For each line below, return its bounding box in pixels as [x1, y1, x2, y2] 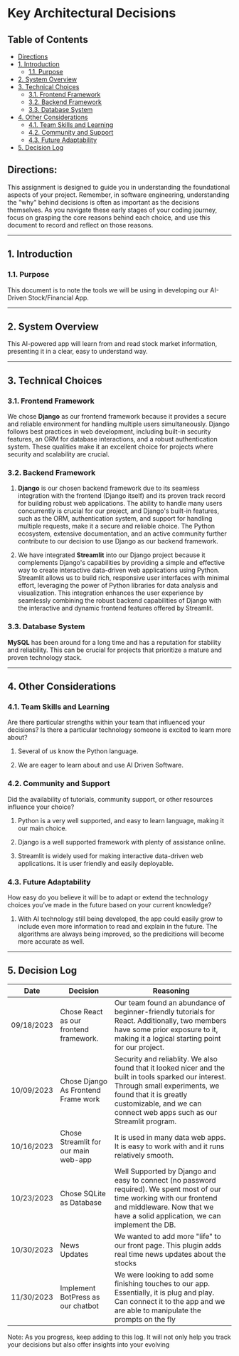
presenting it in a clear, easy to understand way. [7, 347, 148, 356]
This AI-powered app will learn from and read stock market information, [7, 340, 218, 348]
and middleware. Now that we [114, 1202, 214, 1212]
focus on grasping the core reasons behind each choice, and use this [7, 213, 211, 222]
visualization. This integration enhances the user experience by [17, 588, 204, 597]
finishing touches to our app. [114, 1278, 211, 1288]
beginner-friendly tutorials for [114, 1006, 216, 1016]
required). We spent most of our [114, 1184, 222, 1194]
